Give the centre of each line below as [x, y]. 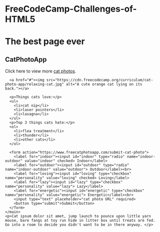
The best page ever [45, 42]
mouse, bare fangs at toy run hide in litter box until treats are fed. [80, 221]
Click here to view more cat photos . [41, 71]
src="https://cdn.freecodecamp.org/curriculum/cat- [100, 80]
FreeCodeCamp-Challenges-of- [71, 9]
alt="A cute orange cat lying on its [104, 84]
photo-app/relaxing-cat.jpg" [35, 84]
